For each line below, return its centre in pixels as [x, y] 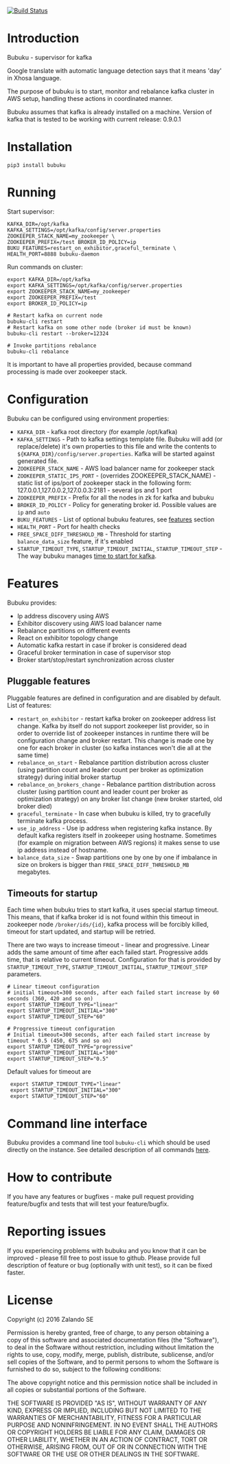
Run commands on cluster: [45, 267]
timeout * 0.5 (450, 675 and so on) [59, 1041]
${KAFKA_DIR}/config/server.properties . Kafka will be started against [116, 453]
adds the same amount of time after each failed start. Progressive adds [107, 952]
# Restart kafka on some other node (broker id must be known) [100, 327]
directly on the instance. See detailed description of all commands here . [109, 1150]
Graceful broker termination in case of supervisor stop [94, 652]
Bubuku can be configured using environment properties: [88, 418]
